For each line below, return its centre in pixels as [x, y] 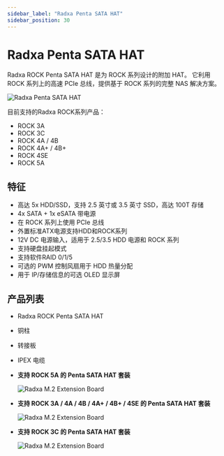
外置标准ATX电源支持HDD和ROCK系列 [72, 231]
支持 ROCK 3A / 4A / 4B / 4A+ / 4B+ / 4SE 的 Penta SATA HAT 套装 [114, 404]
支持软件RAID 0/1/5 [45, 257]
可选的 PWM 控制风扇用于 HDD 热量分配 [75, 266]
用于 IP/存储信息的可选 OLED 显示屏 [69, 275]
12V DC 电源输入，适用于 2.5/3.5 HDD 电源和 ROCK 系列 [98, 240]
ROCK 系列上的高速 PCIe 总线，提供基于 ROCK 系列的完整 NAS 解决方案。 [114, 84]
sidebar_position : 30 [39, 20]
